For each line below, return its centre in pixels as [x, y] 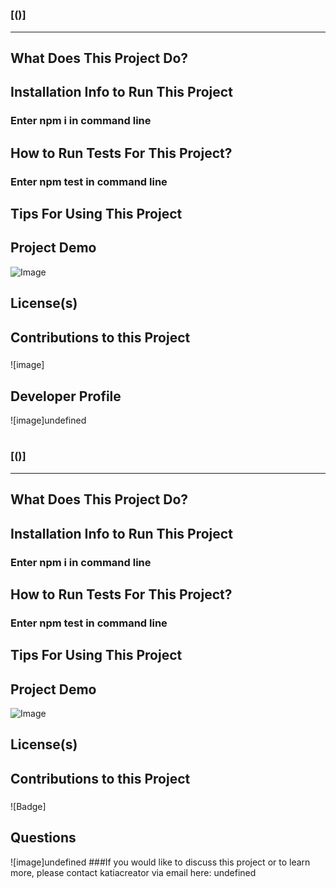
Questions [43, 838]
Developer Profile [66, 396]
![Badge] [28, 806]
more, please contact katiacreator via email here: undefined [133, 872]
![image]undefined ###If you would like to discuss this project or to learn [160, 862]
